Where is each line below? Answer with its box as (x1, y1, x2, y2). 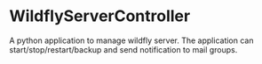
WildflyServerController (9, 6, 191, 26)
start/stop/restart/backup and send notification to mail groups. (9, 44, 238, 54)
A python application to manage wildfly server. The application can (9, 35, 254, 46)
